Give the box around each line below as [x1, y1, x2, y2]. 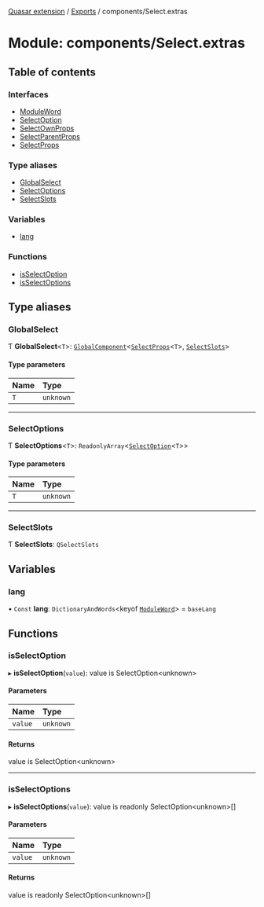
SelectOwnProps [19, 123, 75, 133]
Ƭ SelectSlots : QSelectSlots [8, 540, 100, 549]
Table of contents [8, 65, 96, 79]
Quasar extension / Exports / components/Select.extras [8, 7, 188, 16]
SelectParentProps [19, 131, 81, 141]
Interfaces [8, 89, 49, 100]
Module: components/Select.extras [8, 35, 246, 52]
